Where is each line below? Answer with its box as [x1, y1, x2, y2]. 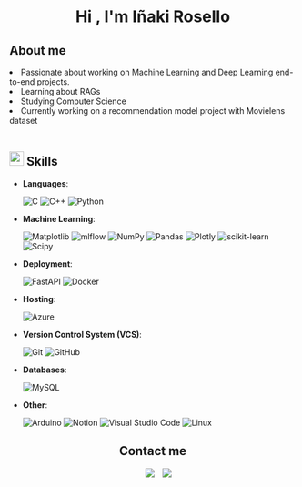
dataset [9, 116, 38, 126]
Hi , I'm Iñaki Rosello [75, 6, 230, 27]
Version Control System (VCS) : [22, 329, 143, 340]
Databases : [22, 364, 67, 375]
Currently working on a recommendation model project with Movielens [21, 106, 286, 116]
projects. [36, 76, 70, 87]
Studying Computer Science [21, 96, 127, 107]
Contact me [118, 443, 187, 459]
